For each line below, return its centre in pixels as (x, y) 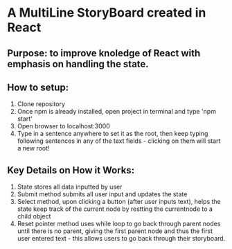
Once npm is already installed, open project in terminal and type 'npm (117, 112)
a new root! (33, 148)
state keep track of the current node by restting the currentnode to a (115, 209)
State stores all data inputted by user (70, 187)
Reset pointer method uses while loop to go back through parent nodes (119, 224)
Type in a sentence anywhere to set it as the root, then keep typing (113, 134)
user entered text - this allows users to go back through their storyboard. (121, 239)
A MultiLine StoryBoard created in (107, 13)
